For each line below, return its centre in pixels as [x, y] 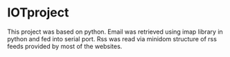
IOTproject [38, 13]
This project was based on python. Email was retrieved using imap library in [115, 32]
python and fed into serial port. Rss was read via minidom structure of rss [112, 38]
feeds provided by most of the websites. [65, 46]
